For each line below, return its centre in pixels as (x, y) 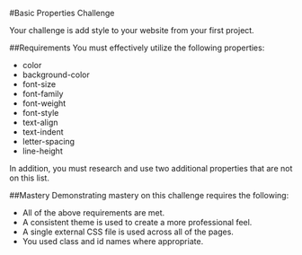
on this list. (29, 178)
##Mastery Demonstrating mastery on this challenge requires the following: (149, 195)
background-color (56, 75)
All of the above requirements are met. (93, 213)
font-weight (44, 103)
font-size (39, 84)
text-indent (43, 132)
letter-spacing (48, 141)
